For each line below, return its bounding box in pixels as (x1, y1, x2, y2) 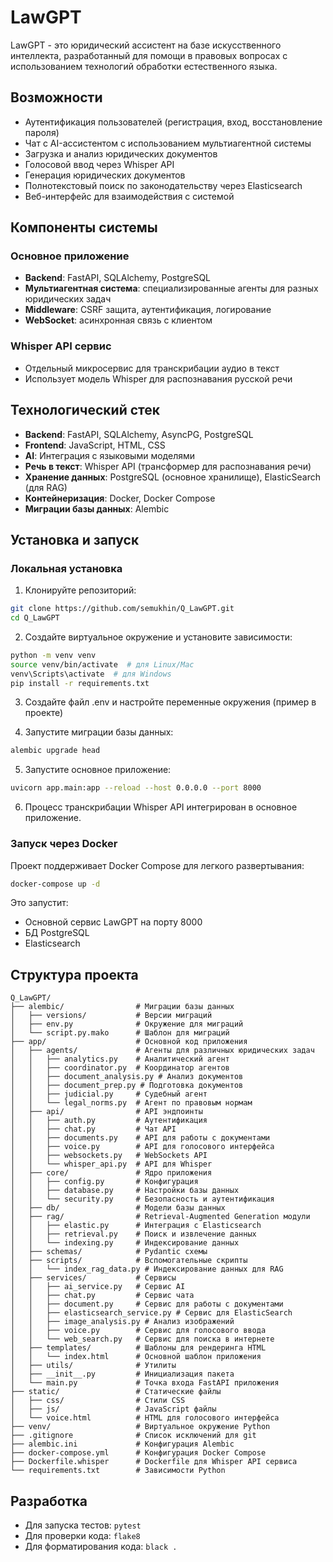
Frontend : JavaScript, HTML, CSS (24, 439, 166, 451)
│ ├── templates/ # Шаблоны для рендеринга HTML (10, 1343, 267, 1353)
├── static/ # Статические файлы (10, 1387, 222, 1397)
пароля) (24, 126, 60, 138)
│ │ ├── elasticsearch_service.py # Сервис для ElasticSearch (10, 1308, 293, 1318)
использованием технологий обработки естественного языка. (10, 60, 278, 72)
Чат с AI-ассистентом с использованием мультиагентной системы (24, 137, 312, 149)
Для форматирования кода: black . (24, 1541, 178, 1553)
